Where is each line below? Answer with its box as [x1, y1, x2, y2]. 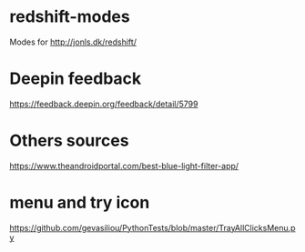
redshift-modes [9, 6, 130, 27]
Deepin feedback [9, 68, 142, 89]
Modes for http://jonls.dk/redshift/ [9, 36, 137, 47]
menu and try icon [9, 193, 150, 213]
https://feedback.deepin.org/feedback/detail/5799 [9, 98, 198, 109]
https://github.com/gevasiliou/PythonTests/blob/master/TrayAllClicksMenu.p [9, 222, 296, 233]
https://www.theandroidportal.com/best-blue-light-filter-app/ [9, 160, 239, 171]
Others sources [9, 130, 129, 151]
